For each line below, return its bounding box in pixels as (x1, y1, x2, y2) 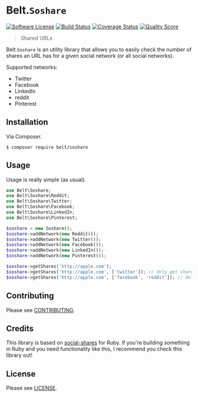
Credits (6, 323, 34, 333)
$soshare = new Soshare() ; (6, 225, 72, 231)
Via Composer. (6, 133, 42, 140)
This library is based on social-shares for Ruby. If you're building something (6, 339, 190, 346)
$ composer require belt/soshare (6, 144, 88, 150)
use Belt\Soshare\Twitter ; (6, 198, 72, 204)
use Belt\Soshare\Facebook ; (6, 204, 75, 210)
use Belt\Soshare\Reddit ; (6, 193, 70, 199)
